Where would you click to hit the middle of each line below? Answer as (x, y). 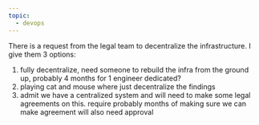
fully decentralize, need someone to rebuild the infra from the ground (134, 69)
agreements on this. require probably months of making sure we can (133, 104)
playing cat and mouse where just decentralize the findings (117, 86)
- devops (30, 23)
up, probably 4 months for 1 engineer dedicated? (101, 78)
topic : (19, 16)
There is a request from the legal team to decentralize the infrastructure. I (129, 45)
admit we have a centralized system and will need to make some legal (135, 95)
